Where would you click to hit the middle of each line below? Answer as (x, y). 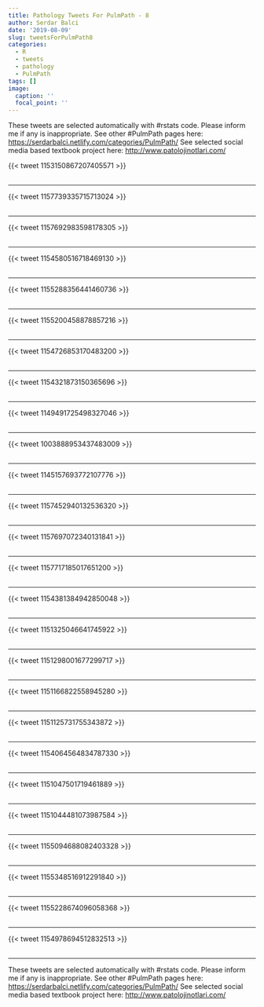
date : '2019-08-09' (40, 30)
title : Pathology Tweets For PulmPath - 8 (79, 15)
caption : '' (35, 96)
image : (19, 88)
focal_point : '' (42, 103)
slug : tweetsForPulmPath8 (50, 37)
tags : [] (22, 81)
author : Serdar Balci (44, 23)
